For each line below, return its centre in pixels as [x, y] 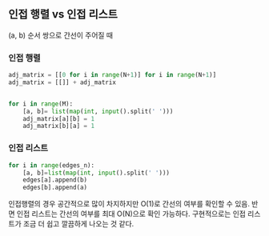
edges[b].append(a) [55, 188]
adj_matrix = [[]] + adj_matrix [62, 82]
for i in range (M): [41, 104]
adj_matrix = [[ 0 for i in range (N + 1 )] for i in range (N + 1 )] [112, 75]
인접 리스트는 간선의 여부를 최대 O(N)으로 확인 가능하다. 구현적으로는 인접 [131, 214]
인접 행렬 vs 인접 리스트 [63, 14]
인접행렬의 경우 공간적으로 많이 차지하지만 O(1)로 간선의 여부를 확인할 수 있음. [129, 204]
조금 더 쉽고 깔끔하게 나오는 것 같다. [78, 224]
